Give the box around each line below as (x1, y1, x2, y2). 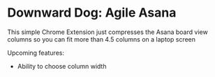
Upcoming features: (7, 49, 65, 57)
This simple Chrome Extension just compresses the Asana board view (7, 28, 208, 36)
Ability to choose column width (17, 62, 107, 70)
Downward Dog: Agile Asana (7, 5, 177, 21)
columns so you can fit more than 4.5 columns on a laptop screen (7, 35, 196, 43)
